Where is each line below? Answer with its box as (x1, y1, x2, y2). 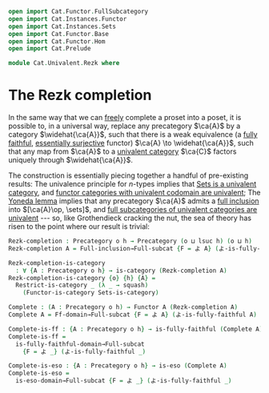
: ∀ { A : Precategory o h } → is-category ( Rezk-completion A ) (15, 267, 227, 275)
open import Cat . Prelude (8, 45, 91, 53)
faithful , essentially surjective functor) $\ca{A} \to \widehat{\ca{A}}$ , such (8, 138, 255, 148)
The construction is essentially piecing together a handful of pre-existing (8, 170, 249, 180)
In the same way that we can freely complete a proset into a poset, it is (8, 113, 242, 122)
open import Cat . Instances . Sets (8, 22, 116, 30)
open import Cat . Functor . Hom (8, 37, 106, 46)
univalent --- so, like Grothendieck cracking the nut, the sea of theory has (8, 213, 252, 223)
